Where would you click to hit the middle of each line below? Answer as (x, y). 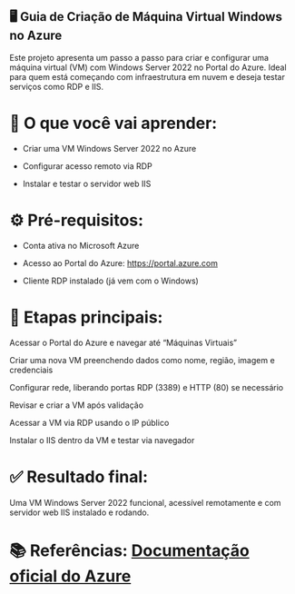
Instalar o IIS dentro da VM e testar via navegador (102, 440)
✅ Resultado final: (79, 476)
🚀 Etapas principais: (86, 317)
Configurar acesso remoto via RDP (87, 166)
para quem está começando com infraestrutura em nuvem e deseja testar (147, 76)
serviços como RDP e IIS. (57, 86)
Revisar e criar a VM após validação (76, 405)
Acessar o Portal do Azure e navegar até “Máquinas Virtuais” (123, 342)
